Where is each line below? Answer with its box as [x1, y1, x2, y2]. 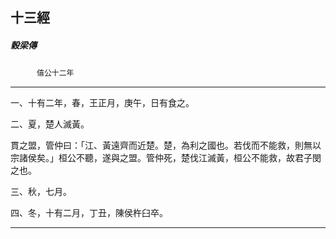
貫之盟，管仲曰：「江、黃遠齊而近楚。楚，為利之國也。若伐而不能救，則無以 [10, 139, 322, 152]
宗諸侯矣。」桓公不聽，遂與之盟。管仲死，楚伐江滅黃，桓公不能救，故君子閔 [10, 152, 322, 164]
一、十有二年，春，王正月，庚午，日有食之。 [10, 97, 195, 109]
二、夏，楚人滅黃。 [10, 118, 90, 130]
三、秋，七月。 [10, 186, 72, 198]
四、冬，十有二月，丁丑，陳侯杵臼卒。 [10, 207, 168, 219]
